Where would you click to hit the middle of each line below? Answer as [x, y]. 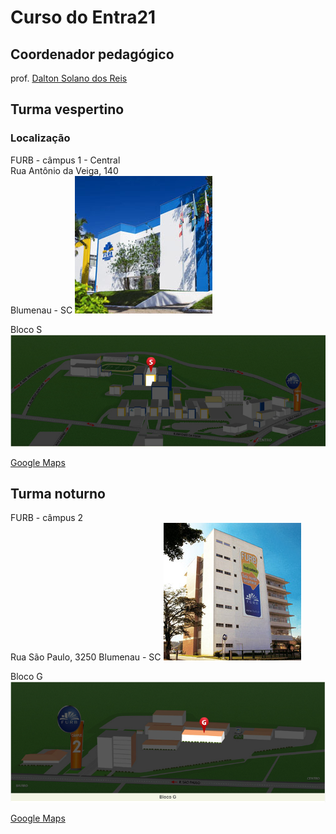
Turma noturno [58, 493]
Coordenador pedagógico [92, 54]
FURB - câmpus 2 [47, 518]
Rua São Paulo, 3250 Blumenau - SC [86, 657]
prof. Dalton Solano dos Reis [69, 78]
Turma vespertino [67, 109]
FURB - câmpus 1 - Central [65, 160]
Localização [40, 138]
